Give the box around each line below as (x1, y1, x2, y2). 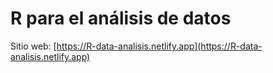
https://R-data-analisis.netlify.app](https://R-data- (56, 40, 263, 52)
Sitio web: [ (10, 40, 57, 52)
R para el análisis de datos (10, 7, 232, 30)
